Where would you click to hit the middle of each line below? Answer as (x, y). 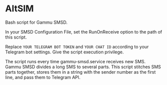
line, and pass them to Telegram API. (43, 77)
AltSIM (19, 9)
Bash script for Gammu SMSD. (36, 22)
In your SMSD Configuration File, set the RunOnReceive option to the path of (84, 32)
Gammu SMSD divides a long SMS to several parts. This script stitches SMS (83, 67)
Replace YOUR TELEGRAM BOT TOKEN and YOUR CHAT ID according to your (77, 46)
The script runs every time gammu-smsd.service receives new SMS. (76, 61)
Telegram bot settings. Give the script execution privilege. (65, 52)
